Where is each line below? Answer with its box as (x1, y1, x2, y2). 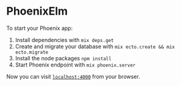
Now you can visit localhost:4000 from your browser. (6, 73, 140, 80)
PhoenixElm (6, 4, 68, 18)
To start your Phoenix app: (6, 24, 73, 32)
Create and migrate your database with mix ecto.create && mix (15, 43, 175, 50)
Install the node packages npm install (15, 54, 112, 62)
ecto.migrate (15, 49, 49, 56)
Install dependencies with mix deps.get (15, 36, 114, 43)
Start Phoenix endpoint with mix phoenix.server (15, 61, 136, 68)
